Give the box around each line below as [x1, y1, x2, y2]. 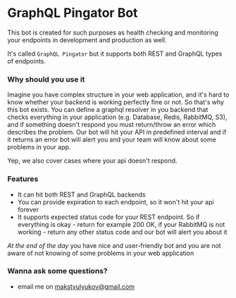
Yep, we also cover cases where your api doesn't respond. [7, 156, 178, 165]
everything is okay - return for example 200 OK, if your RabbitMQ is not [17, 220, 225, 228]
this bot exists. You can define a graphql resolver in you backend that [7, 106, 209, 114]
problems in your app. [7, 143, 71, 151]
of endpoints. [7, 56, 46, 65]
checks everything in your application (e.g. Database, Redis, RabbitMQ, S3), [7, 113, 228, 121]
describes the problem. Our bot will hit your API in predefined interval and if [7, 128, 227, 137]
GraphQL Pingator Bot [7, 5, 138, 21]
